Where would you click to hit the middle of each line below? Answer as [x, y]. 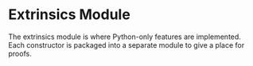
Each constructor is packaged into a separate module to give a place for [127, 45]
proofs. [20, 53]
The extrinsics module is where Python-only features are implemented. [125, 37]
